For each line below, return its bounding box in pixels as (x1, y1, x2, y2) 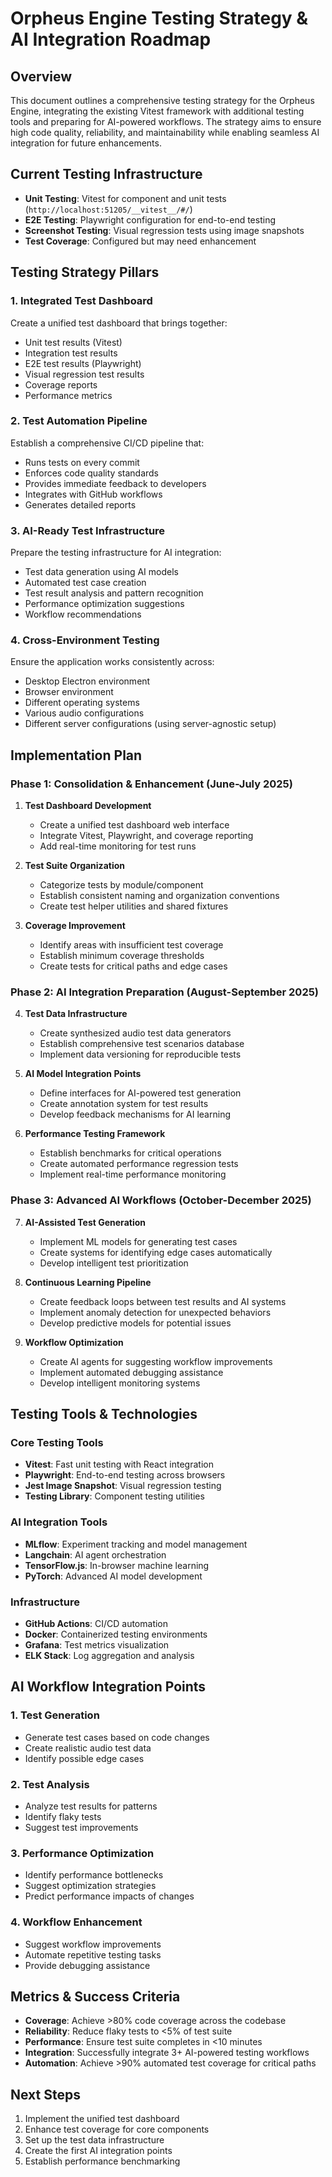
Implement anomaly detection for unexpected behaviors (39, 1306, 272, 1318)
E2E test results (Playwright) (24, 357, 142, 369)
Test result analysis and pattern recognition (24, 587, 204, 599)
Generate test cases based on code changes (24, 1731, 210, 1743)
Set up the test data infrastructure (24, 2134, 165, 2146)
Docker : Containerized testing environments (24, 1628, 208, 1640)
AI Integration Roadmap (10, 28, 212, 51)
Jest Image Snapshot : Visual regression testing (24, 1480, 222, 1492)
